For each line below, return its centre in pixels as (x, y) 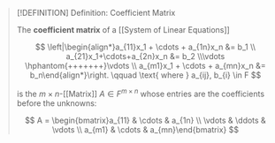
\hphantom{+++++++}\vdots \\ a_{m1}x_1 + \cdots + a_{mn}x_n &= (145, 66)
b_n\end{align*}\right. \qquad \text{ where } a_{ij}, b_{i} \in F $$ (145, 75)
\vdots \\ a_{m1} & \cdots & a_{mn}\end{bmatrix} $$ (145, 129)
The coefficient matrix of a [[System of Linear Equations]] (123, 30)
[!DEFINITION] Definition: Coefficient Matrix (96, 13)
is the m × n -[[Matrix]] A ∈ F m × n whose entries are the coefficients (141, 93)
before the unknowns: (57, 103)
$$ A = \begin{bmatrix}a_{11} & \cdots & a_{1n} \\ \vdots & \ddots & (145, 120)
